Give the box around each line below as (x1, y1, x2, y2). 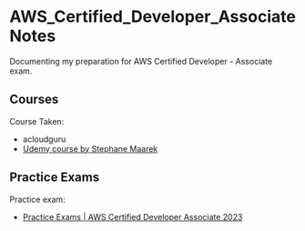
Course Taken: (9, 115, 65, 126)
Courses (9, 92, 59, 107)
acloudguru (22, 134, 66, 145)
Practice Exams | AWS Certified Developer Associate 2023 (22, 211, 243, 222)
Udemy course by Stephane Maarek (22, 143, 158, 154)
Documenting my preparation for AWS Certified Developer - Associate (9, 55, 273, 66)
